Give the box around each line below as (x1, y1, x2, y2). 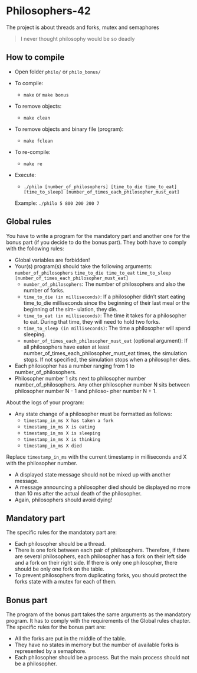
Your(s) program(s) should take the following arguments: (14, 262, 153, 270)
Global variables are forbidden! (14, 256, 90, 263)
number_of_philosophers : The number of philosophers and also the (23, 280, 185, 288)
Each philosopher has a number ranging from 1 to (14, 362, 134, 369)
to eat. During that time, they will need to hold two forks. (23, 318, 160, 325)
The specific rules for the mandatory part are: (6, 529, 117, 536)
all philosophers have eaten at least (23, 343, 110, 350)
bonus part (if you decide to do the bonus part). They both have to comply (6, 239, 187, 246)
